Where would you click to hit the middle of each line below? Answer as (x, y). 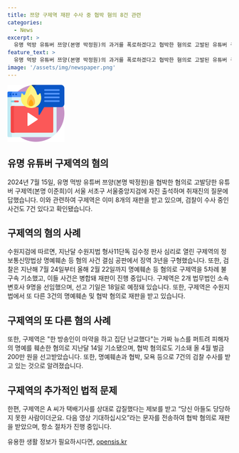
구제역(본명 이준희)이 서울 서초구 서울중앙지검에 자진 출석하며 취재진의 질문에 (122, 191)
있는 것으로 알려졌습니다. (49, 366)
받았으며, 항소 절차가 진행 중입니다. (63, 426)
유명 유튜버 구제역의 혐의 (58, 164)
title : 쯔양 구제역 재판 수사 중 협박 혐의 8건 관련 (74, 15)
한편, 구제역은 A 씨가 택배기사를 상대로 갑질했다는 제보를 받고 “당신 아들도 (110, 409)
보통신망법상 (25, 260)
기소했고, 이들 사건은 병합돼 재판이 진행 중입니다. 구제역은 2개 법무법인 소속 (124, 278)
